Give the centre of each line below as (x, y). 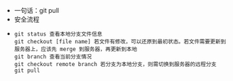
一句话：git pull (36, 10)
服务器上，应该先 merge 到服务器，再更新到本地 (75, 49)
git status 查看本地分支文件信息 (58, 34)
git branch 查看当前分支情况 (53, 57)
